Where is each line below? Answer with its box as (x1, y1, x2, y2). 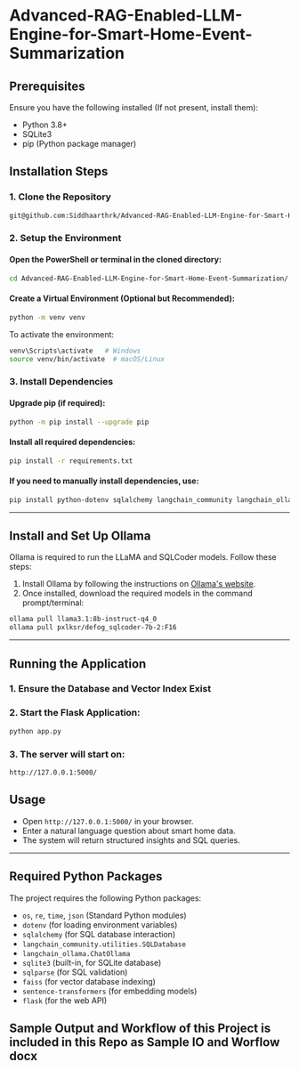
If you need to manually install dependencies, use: (9, 475, 199, 486)
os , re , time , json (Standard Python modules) (21, 910, 187, 920)
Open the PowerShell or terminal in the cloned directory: (9, 255, 222, 265)
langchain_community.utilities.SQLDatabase (21, 940, 187, 949)
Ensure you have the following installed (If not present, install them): (9, 102, 259, 112)
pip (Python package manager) (21, 139, 137, 149)
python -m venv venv (9, 312, 86, 321)
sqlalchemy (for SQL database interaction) (21, 928, 176, 939)
